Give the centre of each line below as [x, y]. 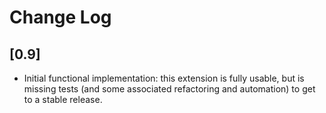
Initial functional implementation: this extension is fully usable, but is [164, 78]
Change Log [60, 17]
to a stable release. [63, 99]
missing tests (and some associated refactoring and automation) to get [169, 89]
